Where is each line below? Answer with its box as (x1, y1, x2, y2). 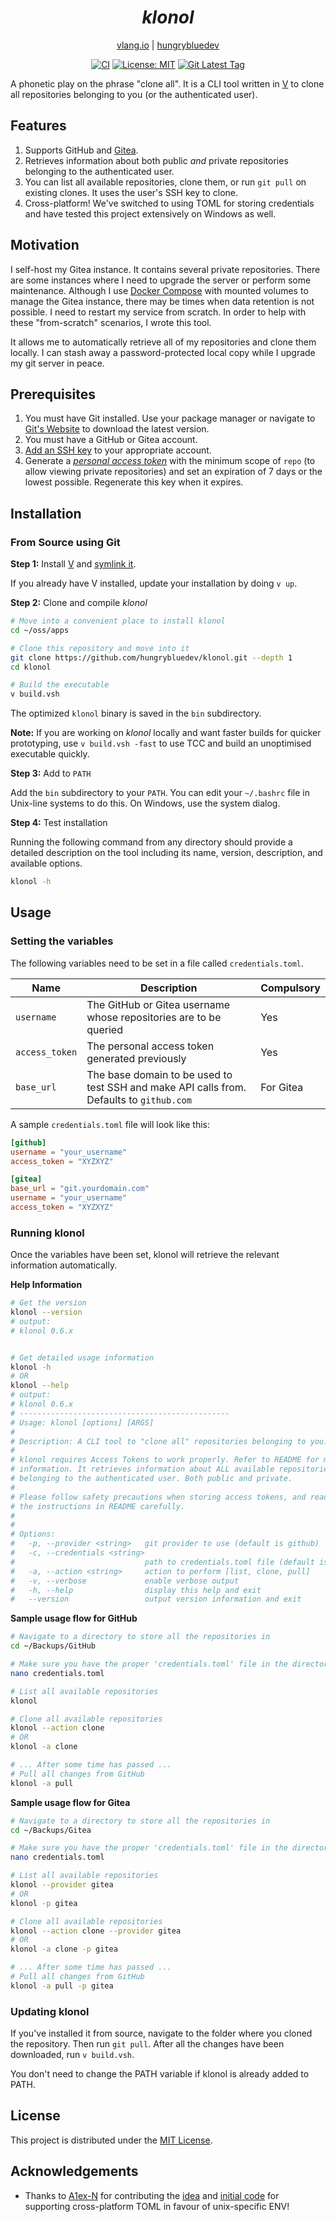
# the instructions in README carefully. (10, 1501, 186, 1511)
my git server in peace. (10, 357, 105, 369)
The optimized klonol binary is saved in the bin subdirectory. (10, 707, 262, 720)
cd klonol (10, 662, 52, 672)
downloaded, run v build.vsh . (10, 2049, 135, 2061)
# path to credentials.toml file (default (10, 1557, 315, 1567)
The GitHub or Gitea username (86, 997, 230, 1011)
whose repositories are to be (86, 1010, 222, 1024)
